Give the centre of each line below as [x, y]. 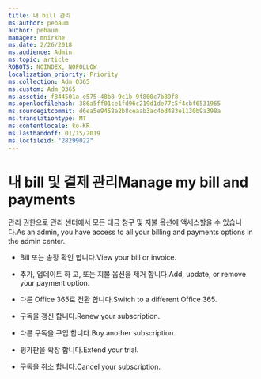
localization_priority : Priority [63, 74]
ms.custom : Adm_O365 [42, 89]
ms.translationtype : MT [47, 119]
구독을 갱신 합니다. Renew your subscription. [90, 316]
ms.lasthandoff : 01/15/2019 [55, 133]
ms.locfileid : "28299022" [51, 140]
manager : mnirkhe [37, 38]
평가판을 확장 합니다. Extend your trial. [79, 350]
